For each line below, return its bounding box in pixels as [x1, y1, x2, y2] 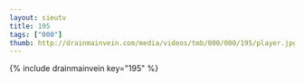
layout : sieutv [9, 13, 67, 23]
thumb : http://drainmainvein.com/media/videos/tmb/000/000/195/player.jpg [9, 38, 298, 48]
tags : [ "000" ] [9, 30, 63, 39]
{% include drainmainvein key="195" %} [9, 63, 159, 74]
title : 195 [9, 22, 51, 31]
